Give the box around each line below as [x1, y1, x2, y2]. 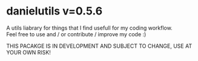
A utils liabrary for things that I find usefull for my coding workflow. [6, 24, 173, 31]
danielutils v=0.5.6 [6, 4, 103, 18]
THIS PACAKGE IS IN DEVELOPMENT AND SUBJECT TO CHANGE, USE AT [6, 42, 193, 50]
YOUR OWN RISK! [6, 48, 51, 56]
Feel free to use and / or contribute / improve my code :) [6, 30, 147, 37]
